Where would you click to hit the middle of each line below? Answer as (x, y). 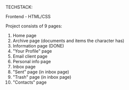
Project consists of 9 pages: (34, 26)
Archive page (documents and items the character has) (68, 41)
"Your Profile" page (32, 51)
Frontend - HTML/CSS (28, 16)
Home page (25, 35)
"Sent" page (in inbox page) (41, 72)
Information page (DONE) (38, 46)
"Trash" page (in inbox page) (42, 77)
